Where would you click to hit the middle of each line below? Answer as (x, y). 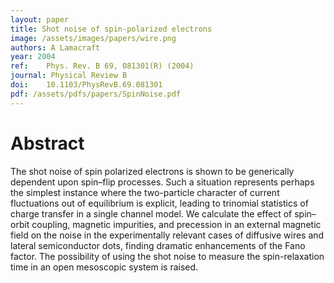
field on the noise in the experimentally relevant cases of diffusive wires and (167, 235)
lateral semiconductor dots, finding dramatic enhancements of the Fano (158, 245)
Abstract (47, 143)
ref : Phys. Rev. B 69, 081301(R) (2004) (102, 66)
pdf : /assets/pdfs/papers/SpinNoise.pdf (96, 94)
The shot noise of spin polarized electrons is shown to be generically (152, 171)
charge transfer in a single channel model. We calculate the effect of (151, 213)
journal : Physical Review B (69, 76)
